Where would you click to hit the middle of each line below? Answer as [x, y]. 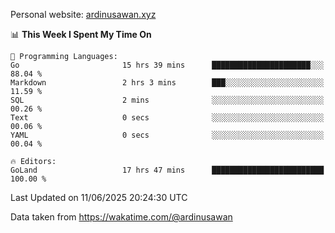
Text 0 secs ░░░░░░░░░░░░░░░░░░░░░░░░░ [167, 118]
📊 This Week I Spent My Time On [81, 34]
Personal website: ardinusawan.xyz [83, 14]
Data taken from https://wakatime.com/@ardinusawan [121, 217]
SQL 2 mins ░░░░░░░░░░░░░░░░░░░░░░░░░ [167, 100]
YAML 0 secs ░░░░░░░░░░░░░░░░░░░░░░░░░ [167, 135]
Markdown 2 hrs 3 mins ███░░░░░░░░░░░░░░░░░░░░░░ [167, 83]
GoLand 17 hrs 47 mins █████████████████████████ [167, 170]
